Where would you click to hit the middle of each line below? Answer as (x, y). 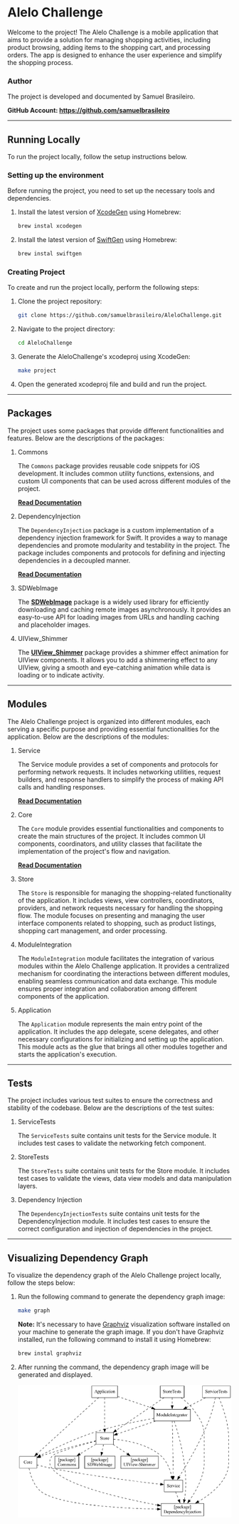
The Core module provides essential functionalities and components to (121, 828)
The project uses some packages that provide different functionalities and (116, 430)
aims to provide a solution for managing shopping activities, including (109, 39)
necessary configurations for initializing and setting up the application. (121, 1039)
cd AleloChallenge (45, 343)
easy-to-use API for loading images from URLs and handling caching (118, 617)
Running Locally (44, 140)
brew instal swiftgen (49, 254)
